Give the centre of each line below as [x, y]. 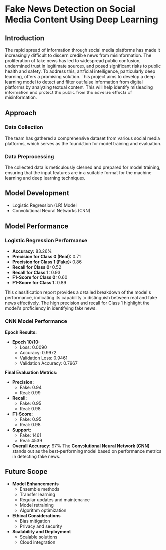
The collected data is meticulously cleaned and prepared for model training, [83, 167]
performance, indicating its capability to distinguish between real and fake [81, 298]
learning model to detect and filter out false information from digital [74, 82]
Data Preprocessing [30, 156]
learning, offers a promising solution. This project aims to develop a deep [80, 76]
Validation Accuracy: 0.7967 [49, 363]
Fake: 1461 [30, 435]
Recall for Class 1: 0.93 [36, 273]
